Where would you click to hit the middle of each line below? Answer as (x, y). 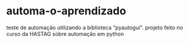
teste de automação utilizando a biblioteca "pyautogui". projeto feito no (94, 27)
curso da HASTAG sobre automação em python (65, 33)
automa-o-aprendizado (66, 11)
